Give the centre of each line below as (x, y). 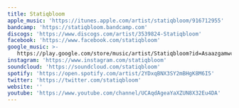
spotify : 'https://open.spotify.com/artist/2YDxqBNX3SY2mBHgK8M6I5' (111, 73)
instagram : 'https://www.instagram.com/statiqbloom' (87, 60)
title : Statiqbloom (36, 14)
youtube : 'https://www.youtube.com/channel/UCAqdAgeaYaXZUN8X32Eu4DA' (114, 93)
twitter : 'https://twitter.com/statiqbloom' (74, 80)
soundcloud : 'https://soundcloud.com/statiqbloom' (84, 67)
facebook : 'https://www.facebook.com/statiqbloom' (84, 40)
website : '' (25, 87)
